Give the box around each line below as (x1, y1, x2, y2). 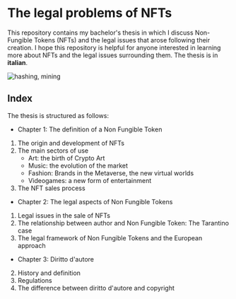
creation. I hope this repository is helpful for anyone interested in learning (7, 43, 221, 52)
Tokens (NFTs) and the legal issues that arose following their (34, 35, 211, 44)
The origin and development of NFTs (17, 139, 125, 147)
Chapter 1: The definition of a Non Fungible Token (17, 125, 163, 134)
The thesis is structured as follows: (7, 111, 110, 119)
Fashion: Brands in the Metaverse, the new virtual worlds (28, 168, 194, 177)
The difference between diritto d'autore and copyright (17, 283, 175, 292)
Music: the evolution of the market (28, 161, 129, 170)
